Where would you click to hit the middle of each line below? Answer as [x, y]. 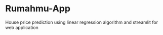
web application [22, 27]
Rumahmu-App [38, 9]
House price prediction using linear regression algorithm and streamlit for [82, 22]
